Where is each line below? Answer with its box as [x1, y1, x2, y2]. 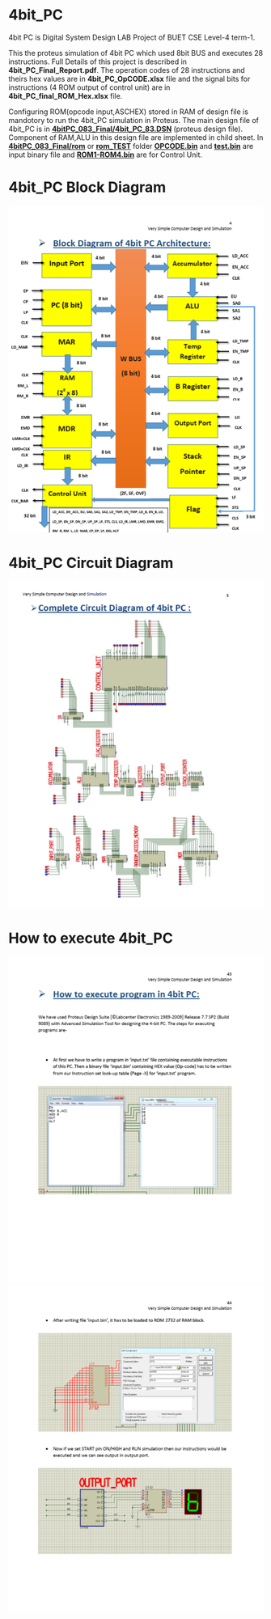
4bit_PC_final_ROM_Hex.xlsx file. [8, 91, 123, 100]
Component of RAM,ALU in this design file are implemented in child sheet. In [8, 132, 264, 142]
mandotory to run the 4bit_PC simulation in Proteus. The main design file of [8, 115, 259, 125]
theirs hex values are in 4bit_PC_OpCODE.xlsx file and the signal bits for [8, 74, 251, 83]
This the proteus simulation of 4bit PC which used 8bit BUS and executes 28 [8, 48, 264, 57]
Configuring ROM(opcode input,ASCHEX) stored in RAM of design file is [8, 107, 249, 117]
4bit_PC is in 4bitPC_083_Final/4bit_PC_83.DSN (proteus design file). [8, 124, 243, 134]
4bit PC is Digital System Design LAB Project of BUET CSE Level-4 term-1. [8, 32, 256, 42]
